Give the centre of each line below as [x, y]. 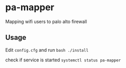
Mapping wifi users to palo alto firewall [46, 21]
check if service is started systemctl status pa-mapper [63, 60]
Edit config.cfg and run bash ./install [47, 50]
